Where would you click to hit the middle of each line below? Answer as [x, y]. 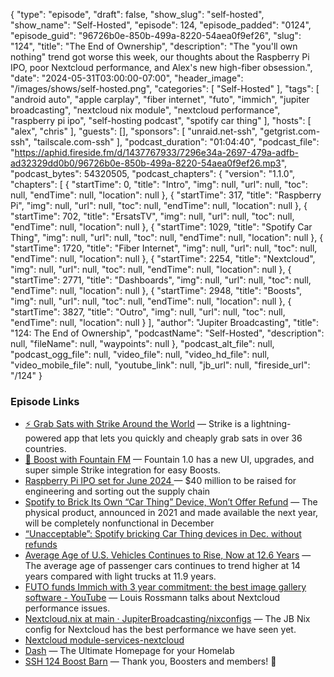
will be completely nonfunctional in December [119, 523]
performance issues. [67, 608]
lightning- [271, 424]
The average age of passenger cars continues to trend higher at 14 [162, 566]
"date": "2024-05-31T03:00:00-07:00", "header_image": [127, 78]
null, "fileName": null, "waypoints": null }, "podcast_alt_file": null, [142, 343]
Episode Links [45, 401]
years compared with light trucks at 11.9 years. [120, 576]
